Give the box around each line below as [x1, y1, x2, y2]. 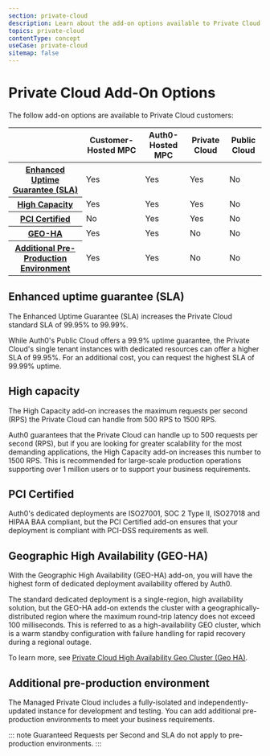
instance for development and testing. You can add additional [37, 706, 241, 716]
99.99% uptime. [8, 361, 62, 371]
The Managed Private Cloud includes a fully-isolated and [8, 697, 197, 707]
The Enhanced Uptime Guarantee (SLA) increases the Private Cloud [8, 311, 233, 321]
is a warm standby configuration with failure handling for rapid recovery [8, 629, 246, 639]
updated [8, 706, 36, 716]
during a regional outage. [8, 637, 92, 647]
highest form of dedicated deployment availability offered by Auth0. [8, 579, 233, 589]
